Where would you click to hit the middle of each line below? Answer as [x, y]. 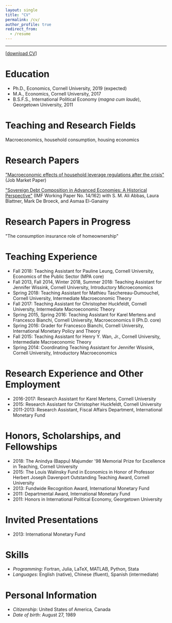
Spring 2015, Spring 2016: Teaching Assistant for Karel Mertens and [84, 314]
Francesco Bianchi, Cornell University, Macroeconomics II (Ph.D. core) [87, 320]
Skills [17, 555]
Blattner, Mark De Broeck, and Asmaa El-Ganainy [57, 201]
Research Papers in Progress [68, 222]
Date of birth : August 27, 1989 [44, 615]
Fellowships [31, 447]
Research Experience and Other [74, 373]
